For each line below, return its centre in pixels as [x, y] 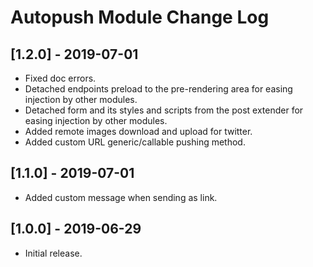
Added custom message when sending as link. [121, 197]
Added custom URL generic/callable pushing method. [135, 142]
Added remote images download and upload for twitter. [138, 131]
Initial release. [53, 253]
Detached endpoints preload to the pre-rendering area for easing [158, 89]
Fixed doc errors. [60, 78]
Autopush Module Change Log [140, 17]
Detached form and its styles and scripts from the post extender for [164, 110]
